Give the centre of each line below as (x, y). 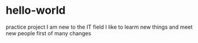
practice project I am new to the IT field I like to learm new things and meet (99, 27)
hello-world (36, 10)
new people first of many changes (49, 33)
